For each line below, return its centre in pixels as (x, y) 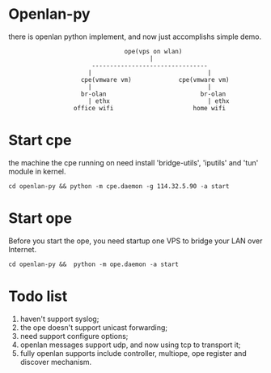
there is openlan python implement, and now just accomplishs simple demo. (135, 36)
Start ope (40, 219)
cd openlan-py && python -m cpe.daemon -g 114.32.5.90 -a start (119, 186)
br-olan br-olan (153, 94)
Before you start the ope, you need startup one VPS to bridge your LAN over (135, 241)
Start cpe (40, 141)
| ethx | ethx (159, 101)
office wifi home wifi (150, 108)
